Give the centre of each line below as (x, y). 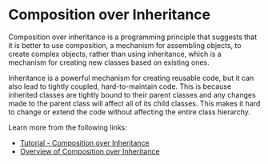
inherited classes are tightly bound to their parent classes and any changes (132, 94)
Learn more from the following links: (68, 127)
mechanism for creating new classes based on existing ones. (109, 62)
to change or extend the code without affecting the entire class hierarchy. (129, 112)
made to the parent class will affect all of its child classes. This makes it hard (134, 103)
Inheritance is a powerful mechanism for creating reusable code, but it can (131, 78)
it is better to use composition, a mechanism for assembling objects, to (125, 45)
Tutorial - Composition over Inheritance (84, 142)
